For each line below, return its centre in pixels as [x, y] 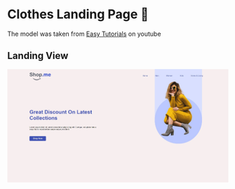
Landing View [38, 56]
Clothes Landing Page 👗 [78, 14]
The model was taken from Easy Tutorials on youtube [84, 34]
